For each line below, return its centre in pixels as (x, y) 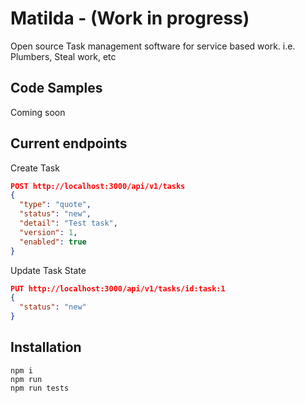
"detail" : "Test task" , (68, 223)
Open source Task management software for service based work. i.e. (153, 46)
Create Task (35, 168)
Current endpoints (69, 143)
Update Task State (48, 270)
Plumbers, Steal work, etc (63, 56)
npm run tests (40, 388)
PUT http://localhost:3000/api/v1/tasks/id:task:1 (118, 288)
